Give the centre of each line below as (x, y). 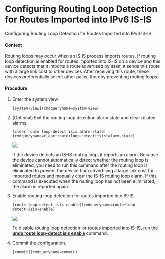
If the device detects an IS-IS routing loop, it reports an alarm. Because (85, 155)
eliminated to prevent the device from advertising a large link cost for (83, 171)
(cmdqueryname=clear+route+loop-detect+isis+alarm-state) (74, 136)
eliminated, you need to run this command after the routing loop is (80, 165)
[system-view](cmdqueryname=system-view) (56, 108)
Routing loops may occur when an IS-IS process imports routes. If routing (80, 56)
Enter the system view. (36, 99)
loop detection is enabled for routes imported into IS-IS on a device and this (83, 61)
